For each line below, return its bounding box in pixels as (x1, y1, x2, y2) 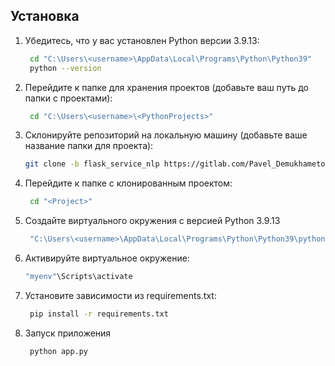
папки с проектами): (24, 92, 113, 104)
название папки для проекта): (24, 140, 154, 152)
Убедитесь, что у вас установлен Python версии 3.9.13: (24, 34, 260, 46)
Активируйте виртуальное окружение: (24, 252, 190, 264)
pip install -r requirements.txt (29, 309, 169, 319)
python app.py (29, 346, 89, 356)
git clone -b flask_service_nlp (24, 159, 160, 169)
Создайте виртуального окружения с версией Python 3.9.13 (24, 215, 281, 227)
